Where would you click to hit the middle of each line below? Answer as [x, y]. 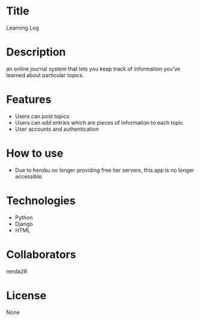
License [26, 295]
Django [24, 223]
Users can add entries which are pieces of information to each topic [99, 122]
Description [36, 52]
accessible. [29, 176]
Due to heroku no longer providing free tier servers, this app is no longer [105, 170]
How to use [35, 153]
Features [29, 100]
